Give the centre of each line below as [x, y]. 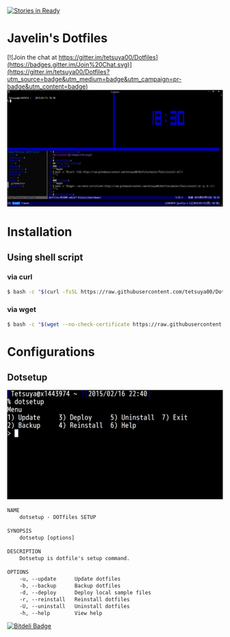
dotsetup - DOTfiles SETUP [58, 518]
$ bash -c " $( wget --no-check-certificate [68, 325]
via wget [22, 309]
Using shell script [45, 257]
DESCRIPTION [24, 552]
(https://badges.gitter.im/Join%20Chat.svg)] [69, 64]
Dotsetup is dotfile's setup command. [75, 559]
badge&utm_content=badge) [48, 86]
